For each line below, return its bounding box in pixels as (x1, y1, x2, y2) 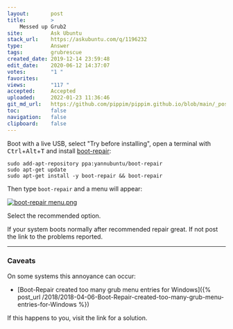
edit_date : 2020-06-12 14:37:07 (7, 62, 110, 69)
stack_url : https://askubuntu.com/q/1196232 (7, 36, 148, 43)
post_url (17, 293, 41, 301)
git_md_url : (7, 101, 42, 108)
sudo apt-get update (7, 166, 67, 173)
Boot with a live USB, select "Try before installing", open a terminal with (7, 139, 212, 147)
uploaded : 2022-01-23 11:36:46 (7, 95, 110, 102)
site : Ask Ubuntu (7, 29, 82, 37)
